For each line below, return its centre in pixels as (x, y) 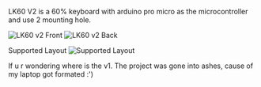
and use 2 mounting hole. (50, 20)
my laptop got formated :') (51, 74)
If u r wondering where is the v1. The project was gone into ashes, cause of (131, 66)
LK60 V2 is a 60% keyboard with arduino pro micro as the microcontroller (128, 11)
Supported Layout (38, 50)
